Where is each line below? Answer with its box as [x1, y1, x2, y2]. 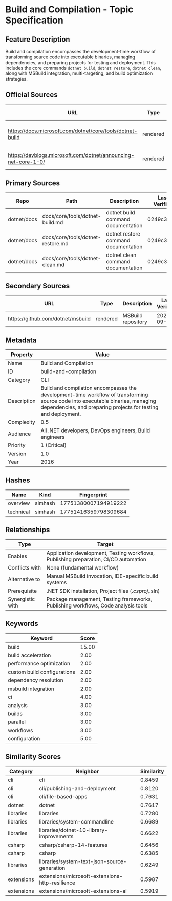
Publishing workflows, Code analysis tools [46, 602, 148, 609]
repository [122, 318, 147, 325]
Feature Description [5, 35, 70, 44]
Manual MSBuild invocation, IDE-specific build [46, 572, 159, 579]
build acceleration [8, 652, 51, 659]
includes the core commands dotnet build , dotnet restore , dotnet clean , [5, 65, 161, 71]
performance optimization [8, 660, 71, 667]
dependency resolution [8, 676, 64, 683]
